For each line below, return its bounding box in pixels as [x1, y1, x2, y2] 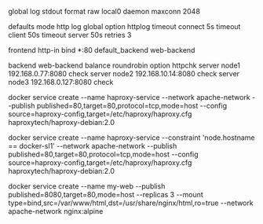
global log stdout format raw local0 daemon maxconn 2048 [8, 7, 200, 16]
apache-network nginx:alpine [8, 207, 104, 215]
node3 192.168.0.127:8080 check [8, 78, 114, 86]
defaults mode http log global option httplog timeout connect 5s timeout [8, 22, 241, 31]
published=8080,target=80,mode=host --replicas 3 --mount [8, 190, 204, 199]
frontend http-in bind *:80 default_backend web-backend [8, 46, 195, 54]
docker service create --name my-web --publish [8, 182, 166, 191]
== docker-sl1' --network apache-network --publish [8, 141, 177, 150]
